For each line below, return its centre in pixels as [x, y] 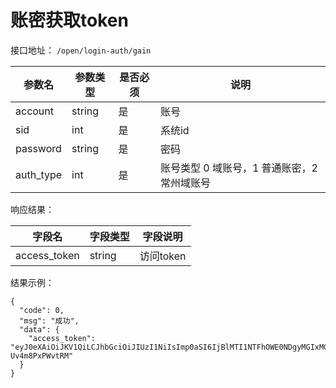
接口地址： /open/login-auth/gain [81, 50]
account [35, 111]
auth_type [39, 174]
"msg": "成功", [49, 321]
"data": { [39, 329]
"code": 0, [42, 310]
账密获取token [69, 20]
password [38, 148]
